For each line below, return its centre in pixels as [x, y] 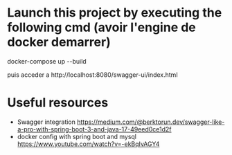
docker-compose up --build [47, 61]
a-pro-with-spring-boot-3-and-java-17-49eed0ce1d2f [94, 129]
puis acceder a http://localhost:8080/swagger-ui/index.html [92, 75]
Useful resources [58, 103]
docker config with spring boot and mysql [77, 136]
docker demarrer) [59, 42]
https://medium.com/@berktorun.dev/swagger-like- [151, 122]
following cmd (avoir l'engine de [101, 27]
